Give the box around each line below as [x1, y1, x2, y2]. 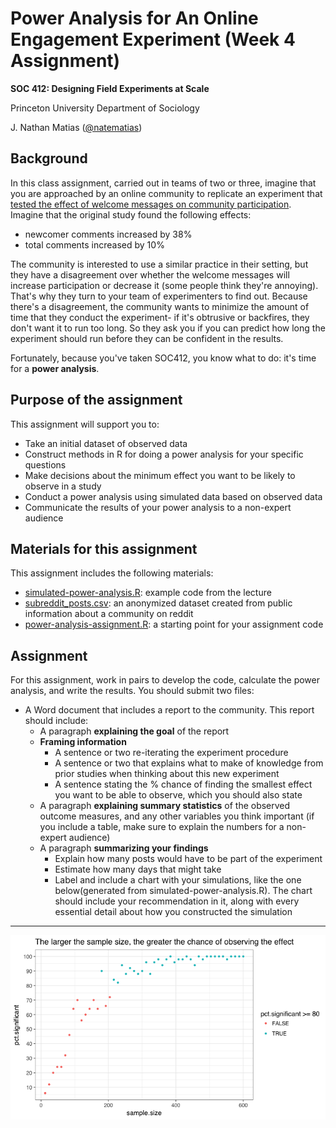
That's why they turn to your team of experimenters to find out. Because [10, 290, 308, 302]
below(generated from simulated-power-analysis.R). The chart [54, 885, 313, 897]
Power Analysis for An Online [10, 7, 259, 30]
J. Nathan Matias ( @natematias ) [10, 121, 143, 133]
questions [24, 458, 67, 471]
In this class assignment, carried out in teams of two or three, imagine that [10, 177, 317, 189]
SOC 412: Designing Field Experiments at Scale [10, 82, 210, 94]
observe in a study [24, 480, 102, 492]
